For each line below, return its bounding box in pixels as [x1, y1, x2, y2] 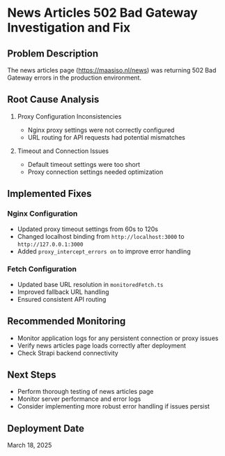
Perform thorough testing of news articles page [17, 388, 154, 396]
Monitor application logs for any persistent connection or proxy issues [17, 334, 219, 342]
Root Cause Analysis [7, 94, 100, 105]
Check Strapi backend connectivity [17, 348, 118, 357]
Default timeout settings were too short [27, 160, 141, 168]
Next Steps [7, 369, 56, 381]
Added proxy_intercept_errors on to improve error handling [17, 247, 191, 256]
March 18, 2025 [7, 441, 52, 450]
